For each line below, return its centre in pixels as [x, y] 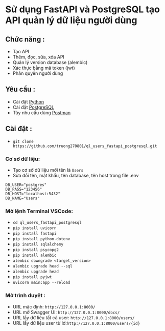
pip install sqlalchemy [38, 244]
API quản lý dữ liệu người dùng [71, 20]
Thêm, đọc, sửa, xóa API [39, 57]
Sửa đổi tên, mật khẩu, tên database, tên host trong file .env [76, 175]
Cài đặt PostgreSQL [33, 107]
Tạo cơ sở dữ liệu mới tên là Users [48, 170]
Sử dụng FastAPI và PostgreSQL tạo [82, 9]
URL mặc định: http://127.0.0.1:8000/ [54, 306]
